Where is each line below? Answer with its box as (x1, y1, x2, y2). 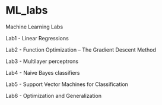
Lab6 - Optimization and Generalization (5, 92, 102, 99)
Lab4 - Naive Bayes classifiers (5, 69, 80, 76)
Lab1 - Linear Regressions (5, 34, 69, 42)
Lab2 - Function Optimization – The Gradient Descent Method (5, 46, 157, 53)
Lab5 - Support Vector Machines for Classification (5, 81, 129, 88)
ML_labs (5, 4, 48, 17)
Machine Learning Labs (5, 23, 63, 30)
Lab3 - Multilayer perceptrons (5, 58, 78, 65)
